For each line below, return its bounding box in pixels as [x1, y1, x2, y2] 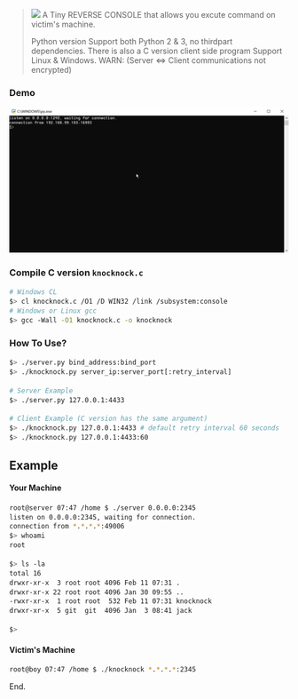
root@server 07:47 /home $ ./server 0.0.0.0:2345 [9, 503, 197, 512]
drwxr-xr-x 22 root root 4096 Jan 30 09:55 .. [9, 587, 184, 597]
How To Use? [9, 337, 67, 349]
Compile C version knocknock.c [9, 266, 144, 279]
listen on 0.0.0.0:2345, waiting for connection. [9, 512, 197, 521]
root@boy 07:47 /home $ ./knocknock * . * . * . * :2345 [9, 665, 197, 674]
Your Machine [9, 482, 62, 493]
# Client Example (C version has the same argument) [9, 414, 208, 424]
